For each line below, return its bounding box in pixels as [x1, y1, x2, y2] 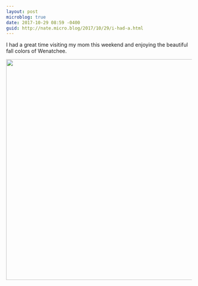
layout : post [6, 8, 38, 15]
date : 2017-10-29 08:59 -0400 [6, 19, 81, 25]
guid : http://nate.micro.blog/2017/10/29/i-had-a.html [6, 25, 144, 31]
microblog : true [6, 14, 46, 20]
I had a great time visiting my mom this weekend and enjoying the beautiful [6, 41, 189, 48]
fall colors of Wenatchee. [6, 48, 67, 55]
